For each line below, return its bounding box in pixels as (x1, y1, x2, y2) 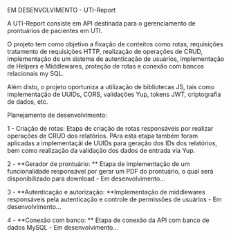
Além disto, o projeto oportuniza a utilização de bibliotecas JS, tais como (7, 83, 215, 91)
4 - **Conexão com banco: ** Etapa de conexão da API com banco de (7, 216, 210, 224)
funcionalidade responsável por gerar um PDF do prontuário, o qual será (7, 167, 214, 175)
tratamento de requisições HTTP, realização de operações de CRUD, (7, 48, 203, 55)
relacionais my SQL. (7, 69, 64, 77)
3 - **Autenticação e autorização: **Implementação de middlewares (7, 188, 205, 196)
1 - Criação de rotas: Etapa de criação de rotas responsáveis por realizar (7, 125, 214, 132)
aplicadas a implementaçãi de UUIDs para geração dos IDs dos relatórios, (7, 139, 218, 147)
